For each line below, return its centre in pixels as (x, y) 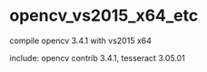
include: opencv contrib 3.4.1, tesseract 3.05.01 (98, 58)
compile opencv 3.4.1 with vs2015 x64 (81, 40)
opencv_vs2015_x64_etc (104, 16)
